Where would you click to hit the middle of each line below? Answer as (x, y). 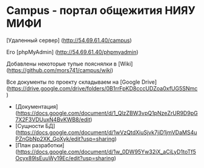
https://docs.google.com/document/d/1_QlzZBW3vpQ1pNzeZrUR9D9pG (107, 113)
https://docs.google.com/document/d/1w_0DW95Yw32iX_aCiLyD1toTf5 (107, 152)
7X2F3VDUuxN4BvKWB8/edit (53, 119)
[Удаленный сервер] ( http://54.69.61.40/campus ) (69, 40)
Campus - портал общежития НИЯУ (101, 11)
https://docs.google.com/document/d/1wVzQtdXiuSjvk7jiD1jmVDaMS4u (107, 132)
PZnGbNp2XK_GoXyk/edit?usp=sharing (65, 139)
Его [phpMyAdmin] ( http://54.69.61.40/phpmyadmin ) (72, 52)
